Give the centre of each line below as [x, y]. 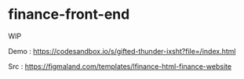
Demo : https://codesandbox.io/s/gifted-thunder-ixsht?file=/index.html [122, 51]
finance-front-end [69, 14]
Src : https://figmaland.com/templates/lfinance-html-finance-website [120, 66]
